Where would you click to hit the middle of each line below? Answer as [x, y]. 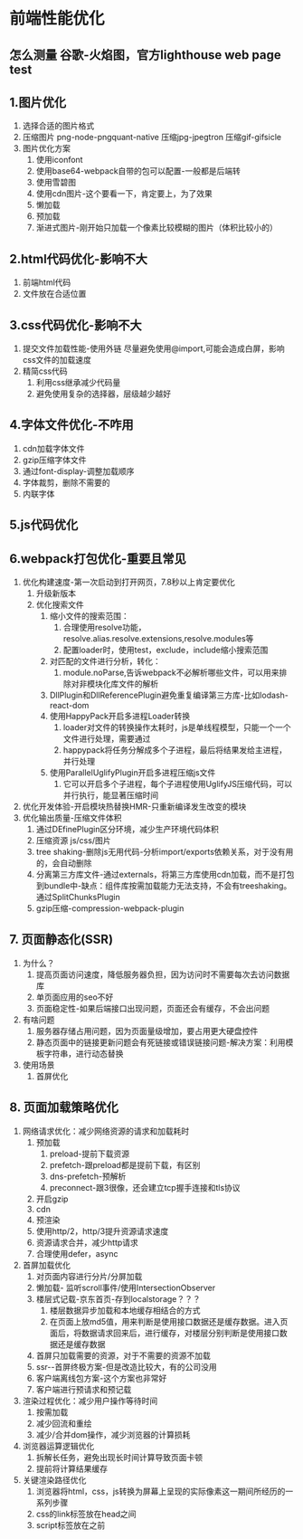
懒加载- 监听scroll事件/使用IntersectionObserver [126, 1287]
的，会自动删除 [64, 863]
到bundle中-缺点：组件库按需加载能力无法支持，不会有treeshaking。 [164, 886]
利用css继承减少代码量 [78, 383]
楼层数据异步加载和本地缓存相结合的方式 [125, 1310]
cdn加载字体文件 [53, 448]
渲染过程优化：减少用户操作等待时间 [90, 1401]
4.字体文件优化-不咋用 [71, 425]
